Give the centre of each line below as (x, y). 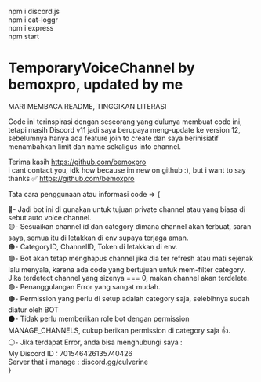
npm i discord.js (34, 11)
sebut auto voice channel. (50, 217)
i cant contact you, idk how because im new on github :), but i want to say (127, 170)
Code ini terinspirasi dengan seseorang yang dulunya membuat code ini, (125, 122)
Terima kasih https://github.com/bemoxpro (77, 162)
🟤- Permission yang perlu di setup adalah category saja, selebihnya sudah (129, 298)
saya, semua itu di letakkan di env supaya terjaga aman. (98, 238)
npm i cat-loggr (33, 20)
